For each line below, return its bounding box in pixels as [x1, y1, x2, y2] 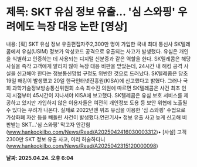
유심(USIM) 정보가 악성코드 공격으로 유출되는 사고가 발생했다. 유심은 [21, 47, 178, 54]
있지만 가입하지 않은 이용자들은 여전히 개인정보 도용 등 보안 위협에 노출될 [21, 99, 188, 106]
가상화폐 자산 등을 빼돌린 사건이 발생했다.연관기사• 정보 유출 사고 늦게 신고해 [6, 114, 181, 121]
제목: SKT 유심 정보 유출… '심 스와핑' [6, 5, 176, 19]
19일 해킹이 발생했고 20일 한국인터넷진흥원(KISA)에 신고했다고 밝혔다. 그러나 [6, 77, 182, 84]
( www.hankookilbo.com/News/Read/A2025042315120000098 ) [6, 142, 158, 149]
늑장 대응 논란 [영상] [36, 20, 128, 33]
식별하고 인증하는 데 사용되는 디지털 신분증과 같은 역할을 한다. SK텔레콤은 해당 [12, 55, 191, 62]
